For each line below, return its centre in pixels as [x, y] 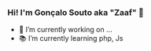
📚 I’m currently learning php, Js [71, 38]
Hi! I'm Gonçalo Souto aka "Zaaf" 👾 [76, 13]
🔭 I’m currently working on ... [65, 30]
